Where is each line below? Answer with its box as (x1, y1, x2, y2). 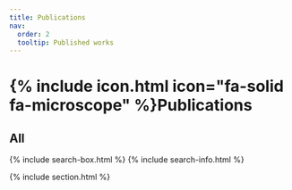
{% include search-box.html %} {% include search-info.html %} (9, 154, 245, 165)
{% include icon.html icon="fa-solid (9, 77, 284, 96)
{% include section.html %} (9, 171, 111, 183)
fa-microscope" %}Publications (9, 95, 253, 116)
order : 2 (17, 29, 50, 38)
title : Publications (9, 12, 87, 22)
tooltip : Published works (17, 37, 115, 47)
